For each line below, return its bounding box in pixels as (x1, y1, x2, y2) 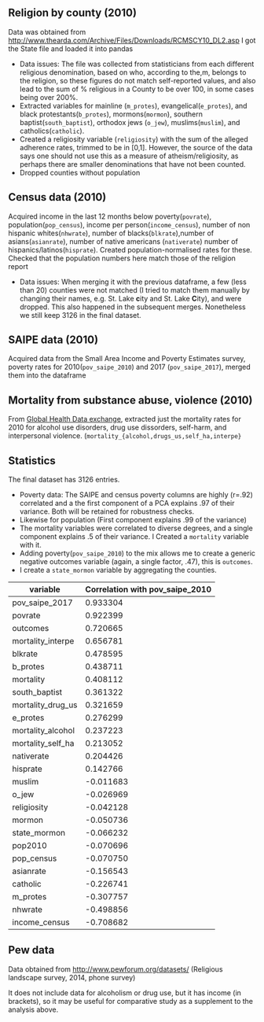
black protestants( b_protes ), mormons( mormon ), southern (19, 109, 203, 119)
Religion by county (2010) (8, 6, 137, 20)
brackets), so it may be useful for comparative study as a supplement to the (8, 996, 254, 1005)
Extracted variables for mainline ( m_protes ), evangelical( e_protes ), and (19, 101, 247, 110)
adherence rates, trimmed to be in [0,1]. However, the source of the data (19, 142, 253, 152)
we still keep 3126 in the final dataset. (19, 310, 141, 319)
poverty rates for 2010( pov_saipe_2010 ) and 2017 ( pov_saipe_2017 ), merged (8, 362, 251, 372)
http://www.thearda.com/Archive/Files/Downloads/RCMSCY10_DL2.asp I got (8, 35, 256, 45)
